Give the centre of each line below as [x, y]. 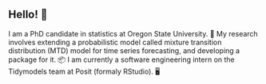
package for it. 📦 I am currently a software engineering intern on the [122, 59]
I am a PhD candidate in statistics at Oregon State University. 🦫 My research [133, 33]
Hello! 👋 [28, 15]
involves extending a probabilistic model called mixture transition [115, 42]
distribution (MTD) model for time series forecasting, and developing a [124, 50]
